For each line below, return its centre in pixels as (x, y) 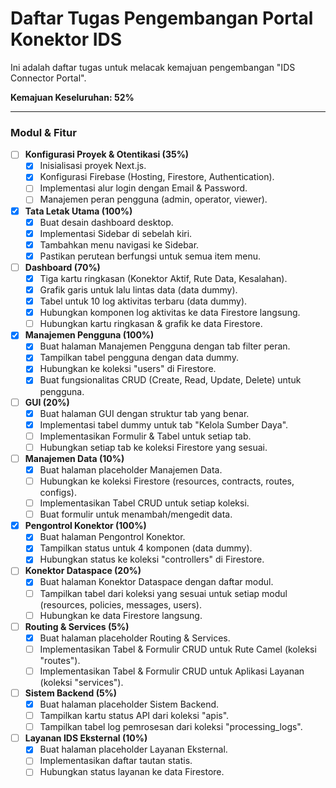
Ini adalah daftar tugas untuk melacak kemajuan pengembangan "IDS (153, 67)
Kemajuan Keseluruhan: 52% (72, 97)
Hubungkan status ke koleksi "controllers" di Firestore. (152, 559)
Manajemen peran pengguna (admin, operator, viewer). (153, 199)
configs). (58, 493)
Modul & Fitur (43, 132)
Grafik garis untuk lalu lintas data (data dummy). (138, 289)
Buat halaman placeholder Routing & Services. (135, 638)
